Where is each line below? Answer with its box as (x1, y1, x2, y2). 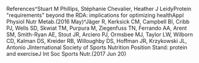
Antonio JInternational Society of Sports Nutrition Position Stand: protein (6, 44, 188, 51)
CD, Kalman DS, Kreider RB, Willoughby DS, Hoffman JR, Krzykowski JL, (6, 38, 187, 44)
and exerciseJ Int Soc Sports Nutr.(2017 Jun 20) (6, 50, 126, 57)
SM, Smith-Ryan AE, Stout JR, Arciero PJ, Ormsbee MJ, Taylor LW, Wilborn (6, 31, 193, 38)
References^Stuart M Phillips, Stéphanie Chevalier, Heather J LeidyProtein (6, 5, 192, 12)
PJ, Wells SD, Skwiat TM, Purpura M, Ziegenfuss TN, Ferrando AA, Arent (6, 24, 187, 31)
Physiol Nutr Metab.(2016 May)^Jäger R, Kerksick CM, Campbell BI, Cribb (6, 18, 190, 25)
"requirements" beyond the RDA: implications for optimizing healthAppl (6, 12, 184, 19)
